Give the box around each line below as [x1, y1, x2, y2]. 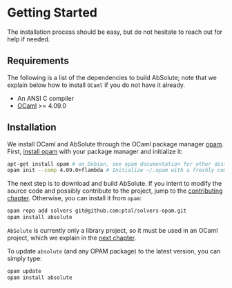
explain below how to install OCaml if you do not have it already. [7, 81, 185, 89]
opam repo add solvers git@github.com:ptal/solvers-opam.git [7, 207, 187, 215]
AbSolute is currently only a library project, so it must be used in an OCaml [7, 227, 218, 235]
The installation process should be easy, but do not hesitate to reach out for [7, 28, 223, 36]
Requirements [7, 55, 69, 67]
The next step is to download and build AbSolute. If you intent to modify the [7, 180, 222, 188]
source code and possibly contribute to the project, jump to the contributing [7, 186, 223, 195]
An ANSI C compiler [17, 94, 75, 102]
